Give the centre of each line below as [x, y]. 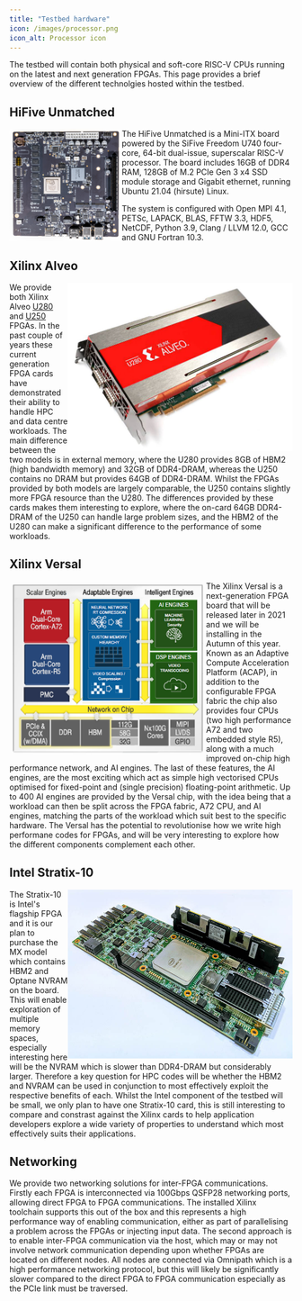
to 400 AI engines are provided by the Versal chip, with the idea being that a [151, 796]
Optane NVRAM [39, 980]
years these [31, 345]
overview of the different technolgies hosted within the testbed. [127, 84]
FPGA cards [31, 373]
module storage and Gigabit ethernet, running [206, 182]
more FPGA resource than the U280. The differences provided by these [142, 498]
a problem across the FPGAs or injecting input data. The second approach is [151, 1231]
